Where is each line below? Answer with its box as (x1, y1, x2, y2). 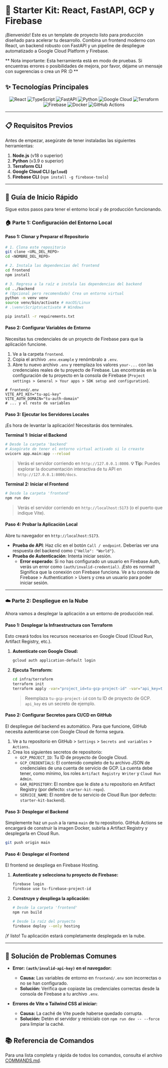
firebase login (12, 882, 44, 887)
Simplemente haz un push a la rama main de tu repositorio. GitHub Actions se (5, 820, 162, 826)
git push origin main (5, 840, 50, 845)
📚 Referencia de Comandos (5, 1036, 94, 1045)
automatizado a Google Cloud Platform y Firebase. (5, 48, 109, 54)
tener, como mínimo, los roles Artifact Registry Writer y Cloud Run (19, 770, 161, 776)
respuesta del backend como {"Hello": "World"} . (12, 547, 116, 553)
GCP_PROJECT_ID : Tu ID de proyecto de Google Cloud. (19, 754, 128, 760)
